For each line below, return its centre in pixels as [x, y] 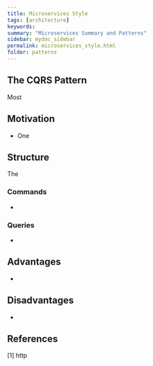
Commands [27, 192]
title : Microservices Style [48, 14]
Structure [28, 157]
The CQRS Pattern [47, 80]
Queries [21, 225]
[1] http [17, 356]
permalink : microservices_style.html [62, 46]
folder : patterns [32, 53]
